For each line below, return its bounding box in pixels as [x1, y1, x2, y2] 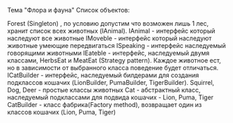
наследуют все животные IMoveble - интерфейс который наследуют [7, 34, 212, 42]
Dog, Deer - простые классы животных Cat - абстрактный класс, [7, 86, 201, 94]
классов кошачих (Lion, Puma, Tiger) [7, 108, 116, 116]
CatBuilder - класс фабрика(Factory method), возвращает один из [7, 101, 202, 108]
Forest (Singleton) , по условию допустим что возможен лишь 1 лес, [7, 19, 209, 27]
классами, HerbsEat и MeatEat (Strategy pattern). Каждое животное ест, [7, 56, 221, 65]
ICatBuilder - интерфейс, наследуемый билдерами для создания [7, 71, 200, 79]
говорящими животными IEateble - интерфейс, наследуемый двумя [7, 49, 210, 57]
